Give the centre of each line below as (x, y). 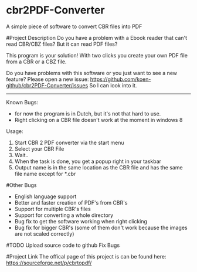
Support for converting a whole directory (64, 215)
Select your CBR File (39, 149)
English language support (45, 196)
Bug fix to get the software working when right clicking (81, 221)
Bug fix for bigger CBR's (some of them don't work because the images (101, 227)
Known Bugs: (22, 102)
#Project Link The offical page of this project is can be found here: (86, 256)
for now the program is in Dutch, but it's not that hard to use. (88, 113)
